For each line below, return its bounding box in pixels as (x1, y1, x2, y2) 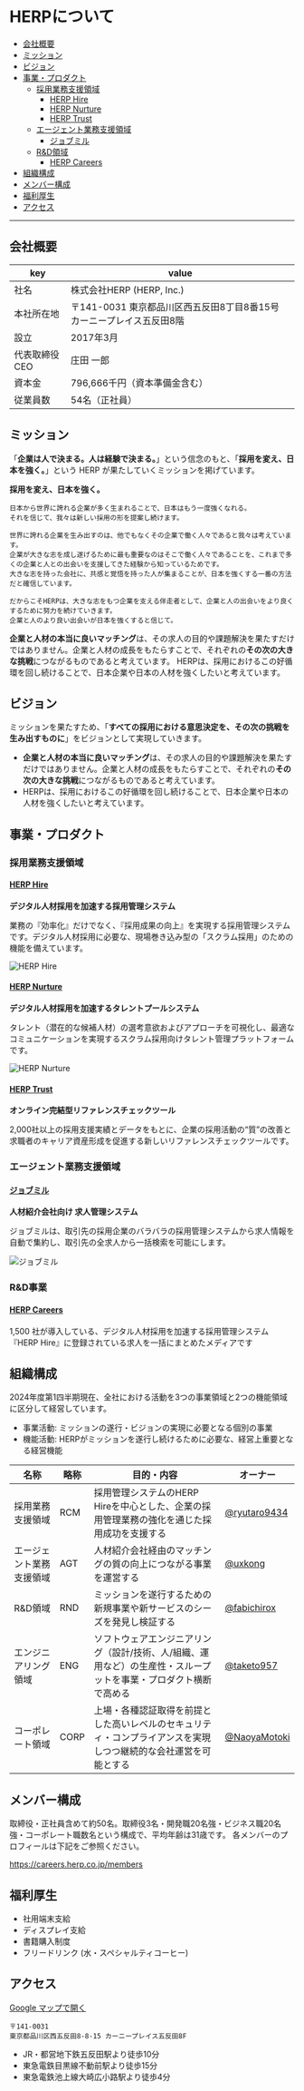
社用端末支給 (22, 1913, 71, 1924)
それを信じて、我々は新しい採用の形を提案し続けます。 (9, 513, 184, 523)
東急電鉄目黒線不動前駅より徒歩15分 (22, 2059, 158, 2071)
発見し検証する (111, 1616, 176, 1628)
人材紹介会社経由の (93, 1544, 176, 1557)
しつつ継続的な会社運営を (93, 1745, 203, 1758)
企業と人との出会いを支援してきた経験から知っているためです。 (22, 560, 223, 569)
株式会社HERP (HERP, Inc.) (71, 283, 185, 296)
